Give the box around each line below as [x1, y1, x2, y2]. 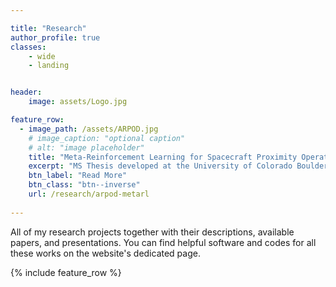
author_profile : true [10, 32, 101, 43]
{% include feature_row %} [10, 266, 122, 278]
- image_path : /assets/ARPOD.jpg [19, 124, 159, 134]
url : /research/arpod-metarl [28, 189, 150, 199]
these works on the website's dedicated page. [10, 247, 201, 259]
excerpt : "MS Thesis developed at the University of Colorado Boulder [28, 161, 329, 171]
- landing [28, 61, 70, 71]
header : [10, 87, 43, 98]
